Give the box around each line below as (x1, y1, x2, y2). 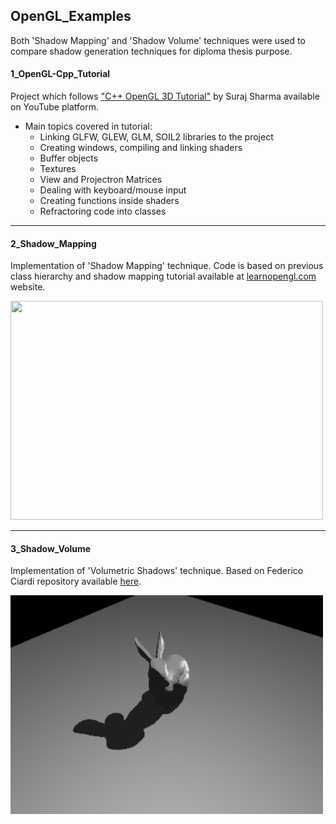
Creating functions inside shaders (39, 195, 180, 207)
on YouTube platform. (10, 101, 99, 113)
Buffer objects (39, 152, 99, 164)
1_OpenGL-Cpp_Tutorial (10, 68, 111, 80)
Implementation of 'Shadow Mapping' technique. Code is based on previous (10, 260, 324, 272)
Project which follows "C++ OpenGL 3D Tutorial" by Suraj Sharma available (10, 90, 320, 103)
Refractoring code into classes (39, 205, 167, 218)
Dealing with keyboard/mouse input (39, 184, 187, 196)
